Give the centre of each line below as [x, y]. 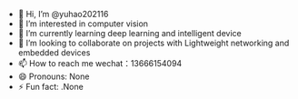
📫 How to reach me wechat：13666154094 [100, 63]
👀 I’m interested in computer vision [83, 24]
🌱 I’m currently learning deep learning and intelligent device [130, 33]
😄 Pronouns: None [54, 76]
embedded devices [54, 53]
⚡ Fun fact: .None [50, 87]
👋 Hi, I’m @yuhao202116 [63, 14]
